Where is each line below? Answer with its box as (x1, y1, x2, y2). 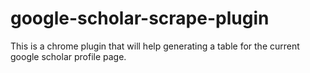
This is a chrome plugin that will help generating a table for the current (10, 40, 300, 52)
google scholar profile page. (10, 50, 127, 62)
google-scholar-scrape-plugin (10, 7, 270, 30)
